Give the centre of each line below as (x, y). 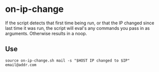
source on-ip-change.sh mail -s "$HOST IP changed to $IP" (68, 61)
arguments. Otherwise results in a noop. (46, 33)
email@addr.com (21, 65)
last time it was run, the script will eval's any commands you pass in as (78, 28)
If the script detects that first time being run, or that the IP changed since (80, 23)
